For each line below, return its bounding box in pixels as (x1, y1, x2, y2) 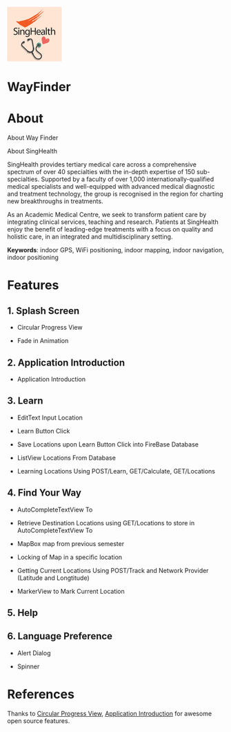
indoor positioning (7, 253, 59, 262)
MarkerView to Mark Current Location (17, 587, 125, 595)
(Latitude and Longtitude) (17, 574, 90, 582)
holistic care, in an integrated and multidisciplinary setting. (7, 232, 173, 241)
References (7, 686, 74, 702)
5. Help (7, 607, 39, 619)
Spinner (17, 662, 40, 670)
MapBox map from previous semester (17, 539, 125, 547)
